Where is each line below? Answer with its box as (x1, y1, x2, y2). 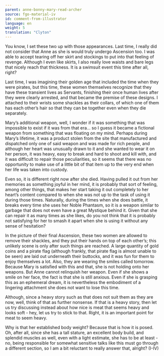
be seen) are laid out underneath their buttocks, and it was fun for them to (5, 254, 155, 259)
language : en (5, 21, 32, 26)
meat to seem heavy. (5, 315, 47, 321)
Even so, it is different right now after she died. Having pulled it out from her (5, 176, 158, 182)
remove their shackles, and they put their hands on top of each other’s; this (5, 238, 157, 243)
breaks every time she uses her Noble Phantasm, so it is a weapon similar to (5, 202, 159, 208)
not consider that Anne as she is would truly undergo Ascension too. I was (5, 49, 155, 54)
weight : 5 (5, 25, 25, 30)
